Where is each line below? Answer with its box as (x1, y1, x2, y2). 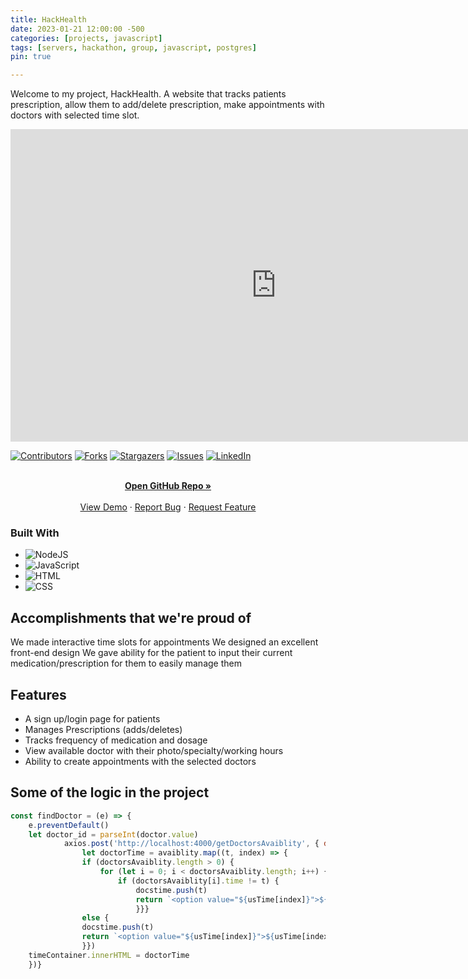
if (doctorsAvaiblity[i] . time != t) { (117, 876, 280, 886)
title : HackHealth (10, 14, 87, 25)
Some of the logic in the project (10, 784, 210, 801)
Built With (10, 526, 60, 540)
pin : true (10, 52, 52, 62)
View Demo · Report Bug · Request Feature (79, 501, 257, 513)
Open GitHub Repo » (124, 480, 212, 492)
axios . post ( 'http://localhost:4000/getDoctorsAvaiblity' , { (63, 839, 320, 849)
